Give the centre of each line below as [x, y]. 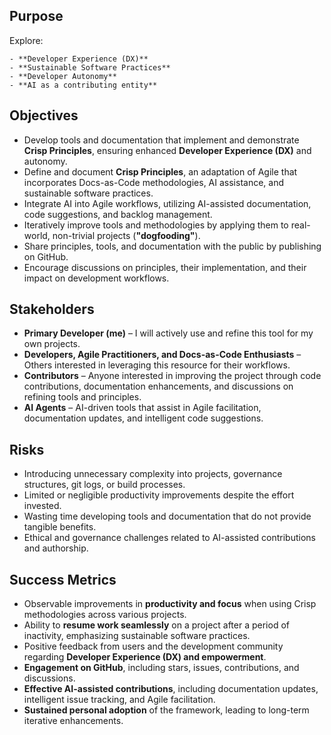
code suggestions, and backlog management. [118, 214]
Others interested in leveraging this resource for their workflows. [157, 365]
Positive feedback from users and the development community [153, 646]
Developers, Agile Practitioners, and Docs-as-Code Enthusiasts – [162, 355]
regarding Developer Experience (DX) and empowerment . [145, 657]
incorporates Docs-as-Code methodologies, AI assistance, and [154, 182]
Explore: [26, 40]
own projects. [52, 344]
